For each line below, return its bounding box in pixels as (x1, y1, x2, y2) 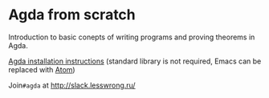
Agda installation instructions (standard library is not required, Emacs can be (8, 56, 262, 66)
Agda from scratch (8, 6, 137, 24)
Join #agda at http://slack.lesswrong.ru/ (8, 80, 136, 90)
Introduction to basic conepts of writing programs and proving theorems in (8, 32, 255, 42)
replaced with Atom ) (8, 64, 75, 74)
